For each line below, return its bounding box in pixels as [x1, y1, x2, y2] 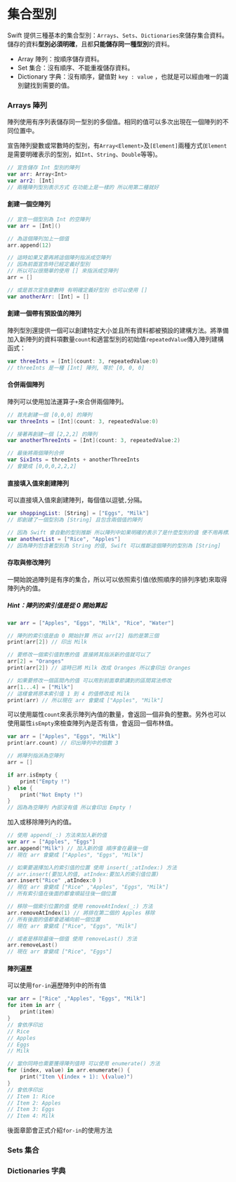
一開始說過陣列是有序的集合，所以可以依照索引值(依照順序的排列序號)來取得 [7, 575, 228, 583]
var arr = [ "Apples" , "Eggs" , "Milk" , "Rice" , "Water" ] [7, 619, 174, 626]
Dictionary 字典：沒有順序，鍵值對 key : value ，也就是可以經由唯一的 [17, 72, 223, 81]
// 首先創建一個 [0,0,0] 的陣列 [7, 411, 93, 418]
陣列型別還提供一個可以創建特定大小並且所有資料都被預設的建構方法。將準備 [7, 326, 229, 335]
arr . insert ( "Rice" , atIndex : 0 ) [7, 877, 102, 884]
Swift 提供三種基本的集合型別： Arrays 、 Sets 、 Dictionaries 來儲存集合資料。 [7, 31, 228, 39]
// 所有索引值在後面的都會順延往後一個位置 [7, 890, 117, 897]
